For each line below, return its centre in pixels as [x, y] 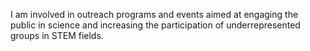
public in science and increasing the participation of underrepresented [155, 25]
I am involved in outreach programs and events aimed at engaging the [154, 14]
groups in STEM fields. [57, 35]
